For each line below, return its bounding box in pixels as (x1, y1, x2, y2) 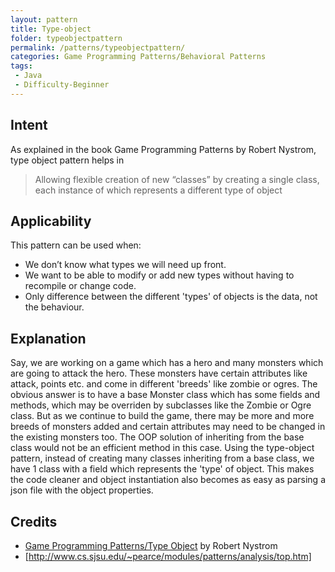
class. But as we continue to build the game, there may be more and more (10, 410, 315, 422)
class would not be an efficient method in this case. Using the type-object (10, 442, 315, 454)
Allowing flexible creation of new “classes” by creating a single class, (34, 173, 320, 185)
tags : (10, 61, 33, 71)
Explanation (10, 330, 87, 347)
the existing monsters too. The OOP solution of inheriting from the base (10, 431, 305, 443)
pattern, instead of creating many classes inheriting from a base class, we (10, 452, 315, 465)
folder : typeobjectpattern (10, 33, 123, 43)
